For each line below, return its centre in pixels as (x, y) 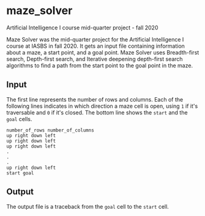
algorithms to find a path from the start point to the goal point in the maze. (100, 65)
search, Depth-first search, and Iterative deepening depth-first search (95, 59)
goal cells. (19, 119)
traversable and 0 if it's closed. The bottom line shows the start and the (97, 112)
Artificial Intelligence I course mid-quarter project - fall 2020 (82, 28)
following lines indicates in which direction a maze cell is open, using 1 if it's (102, 106)
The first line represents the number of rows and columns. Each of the (95, 99)
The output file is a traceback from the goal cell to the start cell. (88, 206)
